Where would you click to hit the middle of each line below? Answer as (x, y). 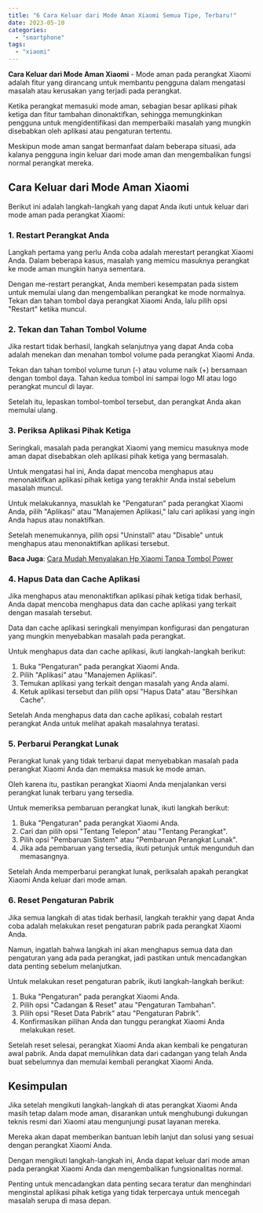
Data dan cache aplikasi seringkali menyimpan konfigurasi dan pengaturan (129, 628)
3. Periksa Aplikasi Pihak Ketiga (69, 431)
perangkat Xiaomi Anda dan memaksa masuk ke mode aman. (107, 769)
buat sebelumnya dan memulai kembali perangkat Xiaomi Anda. (111, 1062)
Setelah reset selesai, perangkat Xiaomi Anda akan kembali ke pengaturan (128, 1045)
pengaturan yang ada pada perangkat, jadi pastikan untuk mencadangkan (128, 957)
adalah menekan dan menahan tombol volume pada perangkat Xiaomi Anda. (131, 355)
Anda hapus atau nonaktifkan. (57, 519)
